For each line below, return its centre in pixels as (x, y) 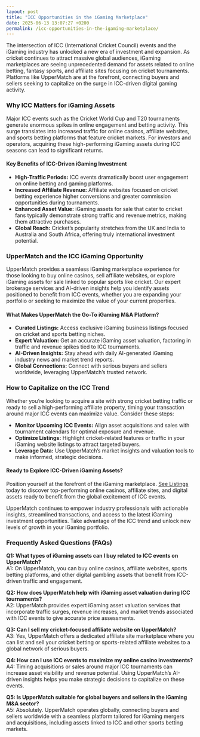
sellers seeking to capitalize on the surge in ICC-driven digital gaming (92, 84)
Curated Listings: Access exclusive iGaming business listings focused (101, 328)
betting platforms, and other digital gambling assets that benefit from (91, 575)
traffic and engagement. (53, 581)
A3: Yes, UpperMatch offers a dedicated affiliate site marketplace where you (100, 636)
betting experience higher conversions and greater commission (93, 196)
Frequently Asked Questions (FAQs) (59, 543)
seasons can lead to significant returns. (55, 150)
